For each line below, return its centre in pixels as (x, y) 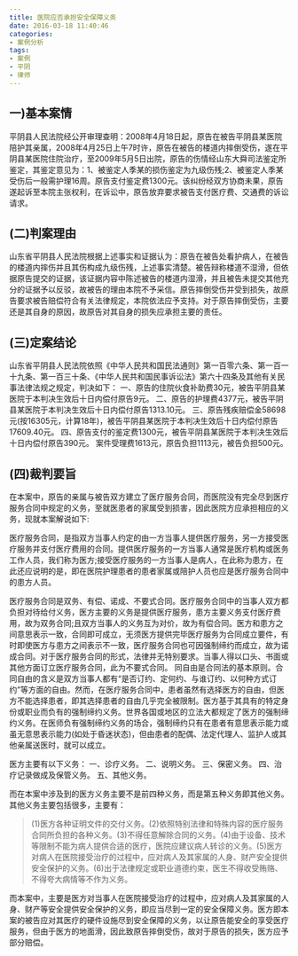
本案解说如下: (65, 519)
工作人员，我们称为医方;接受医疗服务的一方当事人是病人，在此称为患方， (143, 560)
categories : (31, 34)
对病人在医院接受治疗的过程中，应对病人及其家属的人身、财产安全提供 (159, 857)
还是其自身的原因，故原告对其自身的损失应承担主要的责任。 (118, 312)
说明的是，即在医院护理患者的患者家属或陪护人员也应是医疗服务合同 (157, 571)
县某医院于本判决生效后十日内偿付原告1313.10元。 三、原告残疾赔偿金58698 (148, 410)
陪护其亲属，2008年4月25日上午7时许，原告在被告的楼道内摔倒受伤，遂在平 (149, 147)
